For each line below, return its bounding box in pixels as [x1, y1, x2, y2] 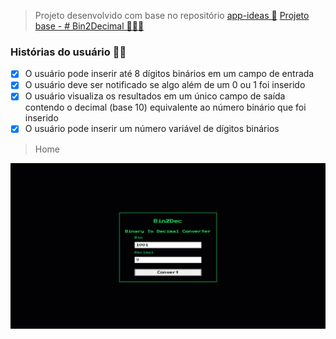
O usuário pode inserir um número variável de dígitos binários [24, 123, 280, 135]
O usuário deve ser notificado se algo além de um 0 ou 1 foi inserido [24, 79, 306, 91]
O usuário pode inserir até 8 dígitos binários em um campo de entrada [24, 68, 315, 80]
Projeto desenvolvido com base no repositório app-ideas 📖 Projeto [34, 10, 310, 21]
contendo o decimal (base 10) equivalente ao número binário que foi [24, 101, 307, 114]
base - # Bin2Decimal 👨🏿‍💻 [34, 20, 145, 32]
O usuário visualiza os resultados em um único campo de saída [24, 90, 286, 102]
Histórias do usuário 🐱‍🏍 [10, 45, 127, 59]
